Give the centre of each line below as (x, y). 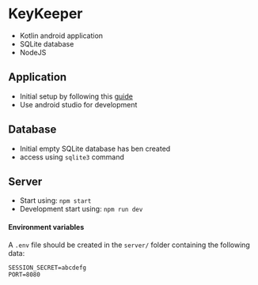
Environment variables (46, 227)
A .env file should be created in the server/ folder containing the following (129, 245)
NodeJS (33, 52)
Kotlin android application (61, 36)
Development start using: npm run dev (81, 209)
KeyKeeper (46, 14)
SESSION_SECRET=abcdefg (47, 268)
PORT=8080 (25, 274)
